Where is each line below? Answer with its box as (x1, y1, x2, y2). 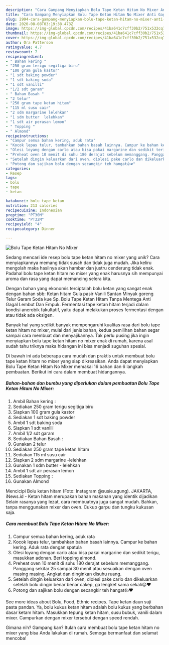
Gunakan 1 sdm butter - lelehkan (13, 462, 81, 468)
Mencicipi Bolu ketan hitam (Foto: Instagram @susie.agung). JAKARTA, (6, 488, 152, 494)
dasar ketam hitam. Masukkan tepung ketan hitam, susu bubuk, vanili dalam (6, 609, 162, 615)
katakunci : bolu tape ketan (6, 198, 65, 203)
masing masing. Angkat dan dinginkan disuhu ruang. (13, 571, 122, 577)
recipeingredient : (6, 54, 44, 59)
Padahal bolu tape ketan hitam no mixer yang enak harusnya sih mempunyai (6, 270, 163, 276)
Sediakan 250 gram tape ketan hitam (13, 446, 89, 452)
